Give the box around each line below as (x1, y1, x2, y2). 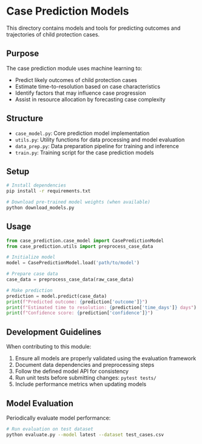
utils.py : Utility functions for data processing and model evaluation (15, 135, 185, 143)
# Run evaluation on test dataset (6, 426, 94, 432)
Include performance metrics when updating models (15, 381, 147, 388)
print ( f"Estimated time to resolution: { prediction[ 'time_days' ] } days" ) (6, 304, 197, 310)
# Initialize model (6, 254, 56, 261)
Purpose (6, 49, 39, 59)
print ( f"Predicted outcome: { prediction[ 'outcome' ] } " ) (6, 299, 148, 305)
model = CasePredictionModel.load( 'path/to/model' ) (6, 260, 140, 266)
